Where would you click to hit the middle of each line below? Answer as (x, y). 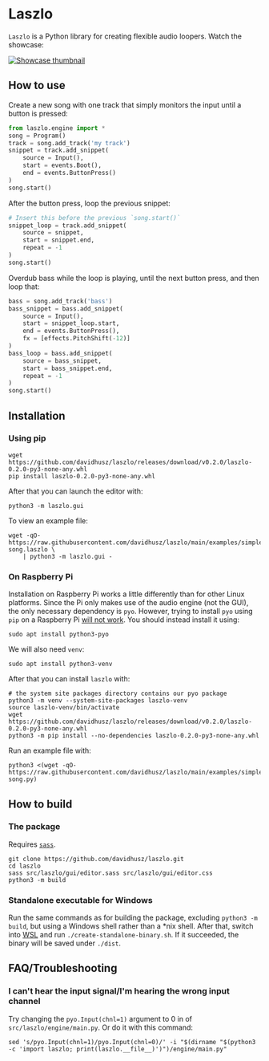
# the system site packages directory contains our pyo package (118, 694)
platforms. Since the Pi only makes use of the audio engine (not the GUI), (128, 603)
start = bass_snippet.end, (68, 368)
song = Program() (37, 136)
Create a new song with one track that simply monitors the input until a (125, 104)
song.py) (23, 779)
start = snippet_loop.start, (71, 323)
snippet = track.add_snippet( (59, 150)
